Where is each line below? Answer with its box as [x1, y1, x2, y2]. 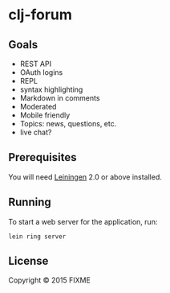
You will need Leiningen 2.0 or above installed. [8, 171, 163, 182]
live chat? [19, 127, 52, 137]
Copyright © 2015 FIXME [8, 275, 91, 285]
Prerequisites [8, 151, 77, 164]
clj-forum [8, 6, 72, 24]
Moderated [19, 102, 57, 111]
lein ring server [8, 232, 67, 241]
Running [8, 196, 52, 209]
